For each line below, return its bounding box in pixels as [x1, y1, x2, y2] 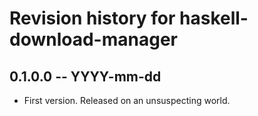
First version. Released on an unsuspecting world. [23, 95, 231, 106]
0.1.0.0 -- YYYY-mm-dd [9, 68, 162, 85]
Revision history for [9, 7, 176, 30]
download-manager [9, 28, 178, 51]
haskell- [179, 7, 249, 30]
